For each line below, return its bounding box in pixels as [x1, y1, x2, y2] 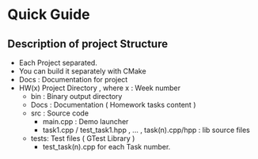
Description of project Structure [7, 37, 168, 51]
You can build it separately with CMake [18, 66, 147, 76]
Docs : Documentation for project [18, 75, 128, 84]
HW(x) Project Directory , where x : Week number [18, 83, 181, 93]
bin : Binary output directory [30, 92, 123, 100]
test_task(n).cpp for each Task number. [42, 142, 171, 151]
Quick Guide [7, 6, 90, 24]
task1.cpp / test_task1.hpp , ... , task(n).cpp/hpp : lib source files [42, 125, 250, 134]
